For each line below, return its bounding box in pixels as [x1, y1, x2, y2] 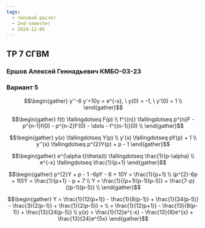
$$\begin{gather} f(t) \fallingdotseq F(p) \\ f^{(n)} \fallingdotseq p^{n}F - [12, 116, 195, 123]
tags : [6, 9, 20, 15]
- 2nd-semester [12, 20, 51, 26]
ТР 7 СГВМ [6, 48, 50, 59]
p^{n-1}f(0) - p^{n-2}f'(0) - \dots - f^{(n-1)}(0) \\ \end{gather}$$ [22, 122, 184, 129]
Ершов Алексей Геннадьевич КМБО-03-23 [6, 67, 142, 75]
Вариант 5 [6, 83, 39, 92]
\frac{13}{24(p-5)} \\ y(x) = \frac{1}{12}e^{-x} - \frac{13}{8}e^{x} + [25, 208, 194, 216]
